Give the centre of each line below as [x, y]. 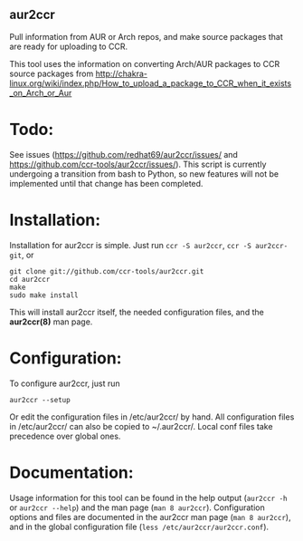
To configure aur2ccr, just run [65, 383]
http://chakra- [121, 73]
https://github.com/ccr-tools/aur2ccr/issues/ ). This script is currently [138, 164]
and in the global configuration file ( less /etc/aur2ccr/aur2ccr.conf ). [139, 527]
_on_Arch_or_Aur [41, 92]
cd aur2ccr [30, 279]
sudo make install [44, 295]
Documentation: [71, 473]
